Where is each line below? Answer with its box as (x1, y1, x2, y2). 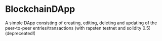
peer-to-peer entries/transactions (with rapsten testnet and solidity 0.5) (5, 25, 151, 31)
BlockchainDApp (5, 3, 75, 15)
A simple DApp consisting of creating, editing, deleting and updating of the (5, 20, 157, 26)
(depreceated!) (5, 30, 36, 36)
